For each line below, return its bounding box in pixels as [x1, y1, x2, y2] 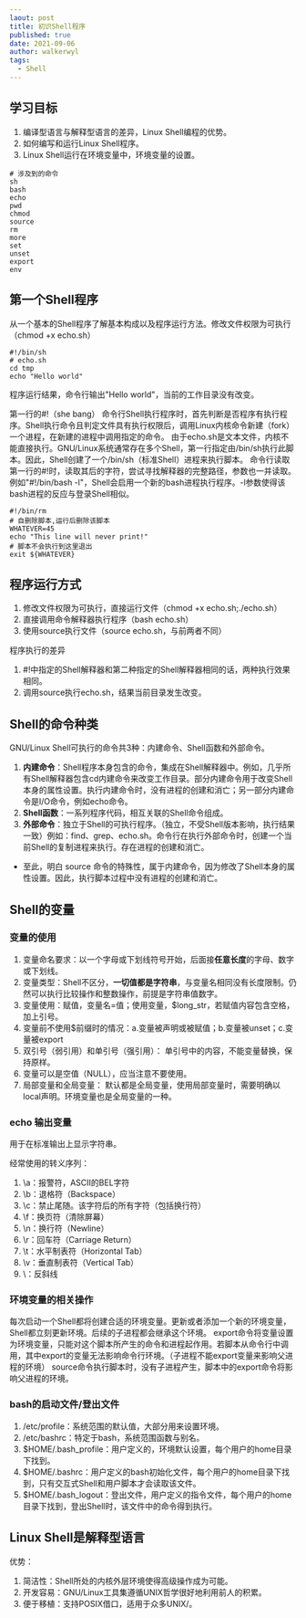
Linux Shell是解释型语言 [9, 1530, 146, 1546]
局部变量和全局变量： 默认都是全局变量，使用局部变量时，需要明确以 [22, 1079, 280, 1090]
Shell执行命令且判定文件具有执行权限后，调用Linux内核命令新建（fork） [25, 419, 295, 430]
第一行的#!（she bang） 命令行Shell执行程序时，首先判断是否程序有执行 [9, 408, 280, 419]
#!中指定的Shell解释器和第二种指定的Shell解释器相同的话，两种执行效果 [22, 664, 291, 676]
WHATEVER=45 [9, 524, 55, 533]
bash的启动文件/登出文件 [9, 1398, 120, 1411]
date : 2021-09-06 [9, 38, 76, 48]
